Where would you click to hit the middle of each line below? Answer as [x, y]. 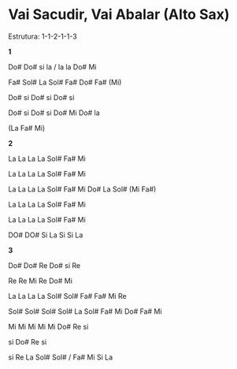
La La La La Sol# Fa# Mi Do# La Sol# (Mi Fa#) [82, 189]
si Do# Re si [28, 341]
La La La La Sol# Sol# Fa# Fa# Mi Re [68, 296]
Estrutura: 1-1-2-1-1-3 [43, 36]
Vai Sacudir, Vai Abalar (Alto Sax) [119, 15]
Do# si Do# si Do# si [41, 97]
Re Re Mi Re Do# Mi [41, 281]
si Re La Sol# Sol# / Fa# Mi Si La [61, 357]
